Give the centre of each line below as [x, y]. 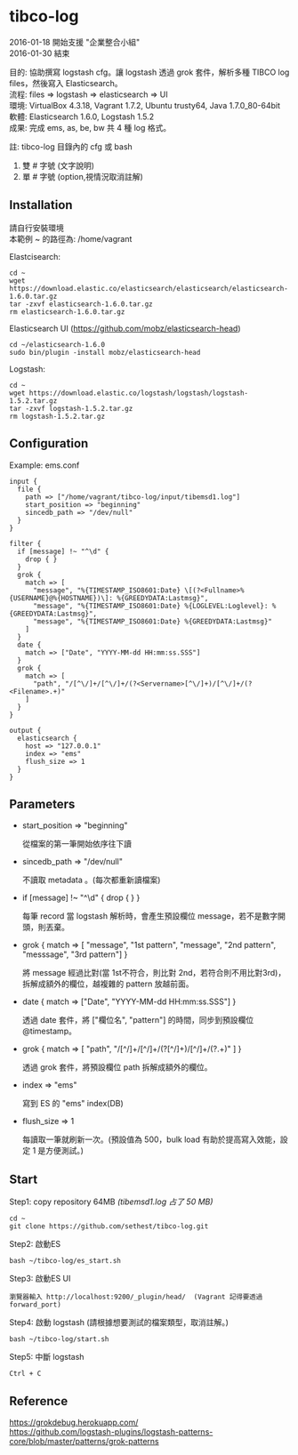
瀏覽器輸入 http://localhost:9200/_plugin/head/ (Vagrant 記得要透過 [136, 1297]
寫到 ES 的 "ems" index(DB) [73, 1104]
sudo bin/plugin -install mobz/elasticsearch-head [105, 352]
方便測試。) [65, 1151]
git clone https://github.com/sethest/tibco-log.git [109, 1226]
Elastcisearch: [35, 256]
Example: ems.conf [44, 465]
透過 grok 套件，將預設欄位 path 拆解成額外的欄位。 [117, 1067]
